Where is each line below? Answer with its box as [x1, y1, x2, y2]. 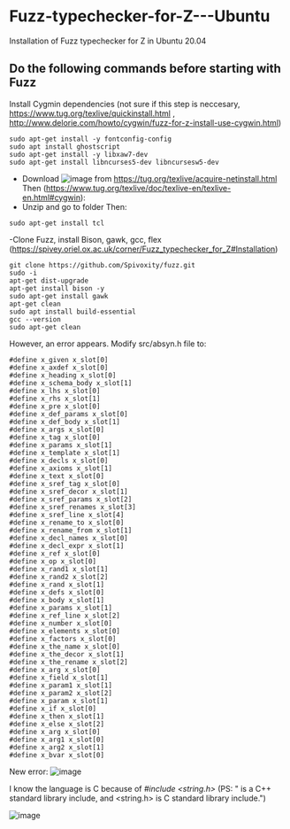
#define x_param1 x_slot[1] [9, 680, 113, 690]
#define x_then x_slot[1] [9, 711, 104, 721]
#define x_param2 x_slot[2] [9, 688, 113, 697]
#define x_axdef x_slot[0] [9, 363, 109, 372]
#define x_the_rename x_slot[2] [9, 657, 128, 666]
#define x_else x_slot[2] [9, 719, 104, 728]
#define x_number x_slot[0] [9, 618, 113, 628]
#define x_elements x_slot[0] [9, 626, 121, 635]
